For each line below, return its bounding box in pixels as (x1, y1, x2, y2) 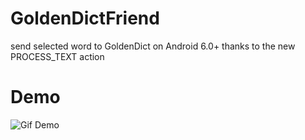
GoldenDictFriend (10, 7, 160, 30)
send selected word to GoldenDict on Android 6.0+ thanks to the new (10, 40, 296, 52)
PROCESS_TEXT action (10, 50, 105, 62)
